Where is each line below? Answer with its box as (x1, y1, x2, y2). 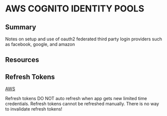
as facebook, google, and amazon (5, 41, 75, 47)
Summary (5, 23, 36, 31)
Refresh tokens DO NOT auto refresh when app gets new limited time (5, 96, 147, 102)
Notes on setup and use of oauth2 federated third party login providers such (5, 36, 162, 42)
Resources (5, 56, 39, 64)
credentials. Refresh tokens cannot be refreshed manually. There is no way (5, 101, 160, 107)
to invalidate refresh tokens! (5, 106, 62, 112)
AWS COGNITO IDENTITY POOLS (5, 3, 145, 14)
